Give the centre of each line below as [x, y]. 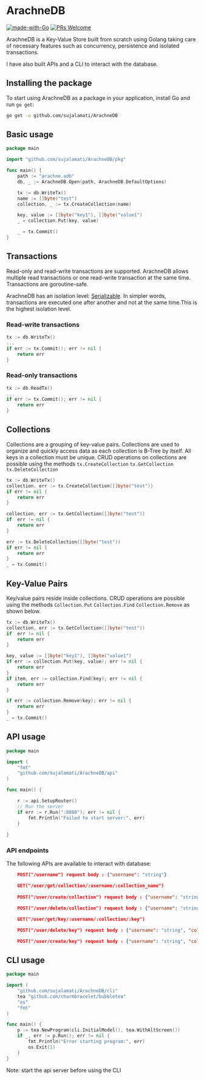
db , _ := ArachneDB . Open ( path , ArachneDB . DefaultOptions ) [92, 182]
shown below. [24, 611]
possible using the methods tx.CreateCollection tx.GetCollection [90, 464]
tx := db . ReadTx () [29, 388]
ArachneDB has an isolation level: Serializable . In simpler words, [86, 295]
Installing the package [49, 83]
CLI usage [26, 960]
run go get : [20, 104]
